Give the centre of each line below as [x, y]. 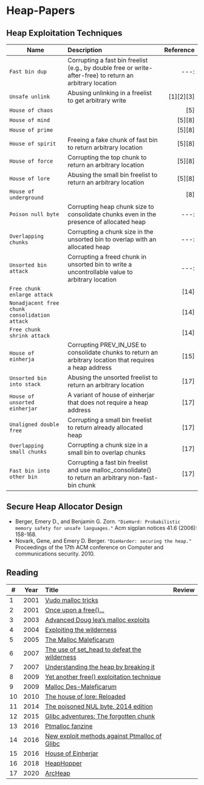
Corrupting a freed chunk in [107, 257]
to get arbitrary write [97, 100]
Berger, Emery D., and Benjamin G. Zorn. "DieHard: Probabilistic [98, 521]
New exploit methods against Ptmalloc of [104, 736]
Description [85, 50]
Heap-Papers [41, 11]
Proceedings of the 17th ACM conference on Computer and [89, 547]
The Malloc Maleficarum [80, 639]
